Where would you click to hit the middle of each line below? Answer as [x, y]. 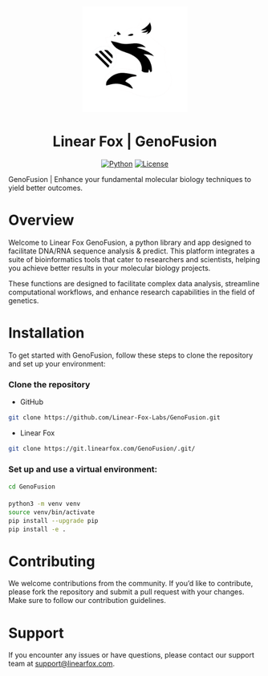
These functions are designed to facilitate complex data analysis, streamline [134, 283]
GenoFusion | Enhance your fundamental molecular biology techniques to [130, 179]
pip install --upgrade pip [53, 520]
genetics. [24, 300]
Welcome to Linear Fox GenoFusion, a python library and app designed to [130, 242]
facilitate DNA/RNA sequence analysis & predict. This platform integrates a [132, 251]
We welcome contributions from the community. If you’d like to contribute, [131, 584]
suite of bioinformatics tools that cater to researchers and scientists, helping [134, 259]
